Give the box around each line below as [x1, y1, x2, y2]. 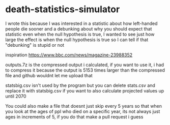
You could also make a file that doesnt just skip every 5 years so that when [5, 103, 162, 109]
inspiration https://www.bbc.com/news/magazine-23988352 [5, 52, 133, 58]
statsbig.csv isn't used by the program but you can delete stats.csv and [5, 82, 155, 88]
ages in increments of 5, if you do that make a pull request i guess [5, 113, 144, 120]
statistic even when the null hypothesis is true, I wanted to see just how [5, 31, 155, 37]
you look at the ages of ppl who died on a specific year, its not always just [5, 108, 160, 114]
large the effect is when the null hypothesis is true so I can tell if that [5, 37, 149, 43]
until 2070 [5, 93, 26, 99]
